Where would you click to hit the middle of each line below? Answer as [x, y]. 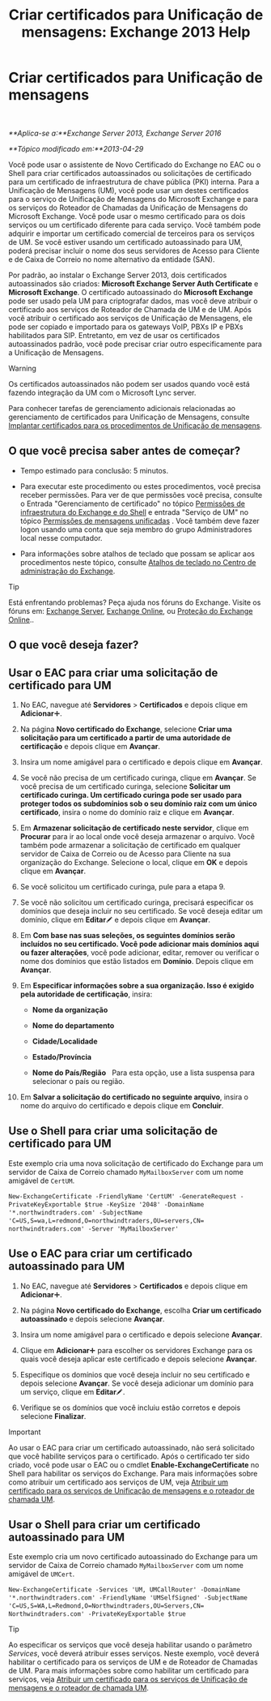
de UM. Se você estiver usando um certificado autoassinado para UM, [125, 242]
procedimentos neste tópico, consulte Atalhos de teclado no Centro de [138, 562]
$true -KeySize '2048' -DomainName [144, 1204]
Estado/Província [61, 1056]
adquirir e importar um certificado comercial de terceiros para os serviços [131, 234]
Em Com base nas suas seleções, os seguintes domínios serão [127, 935]
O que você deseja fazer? [74, 645]
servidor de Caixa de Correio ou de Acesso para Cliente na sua [125, 854]
